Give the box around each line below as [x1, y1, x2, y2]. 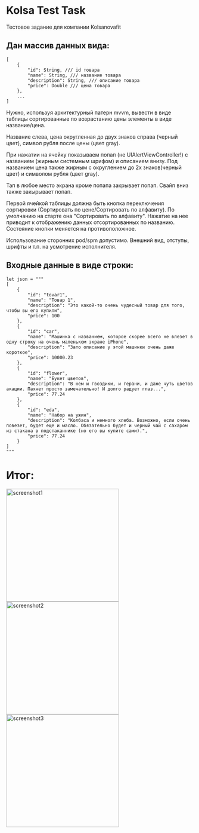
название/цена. [6, 121, 46, 128]
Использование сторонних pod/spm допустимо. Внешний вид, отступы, [6, 237, 189, 244]
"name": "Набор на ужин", [27, 412, 92, 418]
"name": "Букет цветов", [27, 375, 89, 381]
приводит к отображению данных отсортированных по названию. [6, 219, 175, 226]
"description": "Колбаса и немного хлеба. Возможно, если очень [27, 417, 191, 423]
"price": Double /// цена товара [27, 82, 111, 88]
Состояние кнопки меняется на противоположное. [6, 225, 136, 232]
